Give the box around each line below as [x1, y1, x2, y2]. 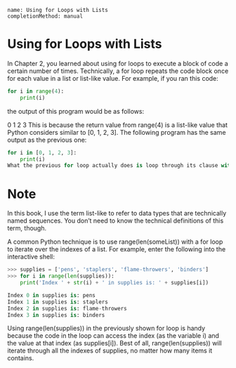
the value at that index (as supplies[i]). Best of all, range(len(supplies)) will [7, 339, 223, 348]
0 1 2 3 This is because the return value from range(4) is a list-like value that [7, 120, 228, 129]
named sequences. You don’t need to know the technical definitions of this [7, 216, 224, 225]
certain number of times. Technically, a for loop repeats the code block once [7, 67, 229, 75]
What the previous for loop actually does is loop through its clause [7, 162, 218, 169]
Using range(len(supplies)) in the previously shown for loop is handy [7, 324, 206, 333]
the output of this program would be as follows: [7, 107, 145, 115]
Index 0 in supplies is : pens [7, 291, 96, 298]
